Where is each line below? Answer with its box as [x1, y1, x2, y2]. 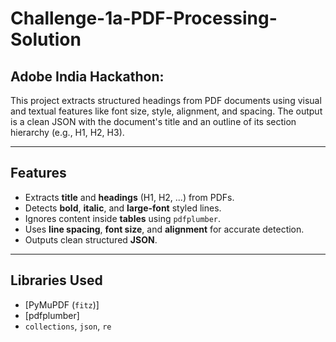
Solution [10, 28, 82, 51]
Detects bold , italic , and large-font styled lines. [24, 202, 222, 214]
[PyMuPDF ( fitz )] [24, 298, 100, 311]
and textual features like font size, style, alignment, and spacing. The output [10, 105, 323, 117]
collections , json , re [24, 320, 112, 332]
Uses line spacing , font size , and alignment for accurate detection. [24, 223, 305, 235]
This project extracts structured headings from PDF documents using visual [10, 95, 322, 106]
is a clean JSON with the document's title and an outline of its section [10, 116, 297, 127]
